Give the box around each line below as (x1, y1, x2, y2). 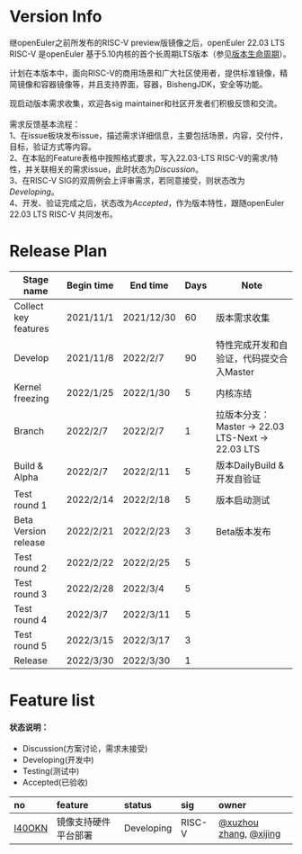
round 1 (13, 499, 48, 511)
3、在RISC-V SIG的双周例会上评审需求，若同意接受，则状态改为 (9, 175, 245, 185)
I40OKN (13, 822, 49, 834)
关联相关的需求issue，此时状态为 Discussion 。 (32, 164, 204, 175)
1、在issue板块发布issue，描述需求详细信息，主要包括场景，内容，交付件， (9, 130, 288, 140)
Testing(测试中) (22, 766, 80, 777)
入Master (215, 365, 254, 378)
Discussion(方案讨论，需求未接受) (22, 743, 148, 754)
